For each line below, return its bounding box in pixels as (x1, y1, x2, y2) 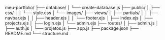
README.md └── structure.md (5, 31, 69, 36)
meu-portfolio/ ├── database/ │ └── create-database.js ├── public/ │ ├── (5, 5, 160, 10)
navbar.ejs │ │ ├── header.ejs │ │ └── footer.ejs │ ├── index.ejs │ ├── (5, 15, 153, 20)
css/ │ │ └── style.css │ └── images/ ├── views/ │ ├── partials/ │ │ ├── (5, 10, 159, 16)
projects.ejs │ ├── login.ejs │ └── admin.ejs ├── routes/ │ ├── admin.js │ (5, 20, 159, 26)
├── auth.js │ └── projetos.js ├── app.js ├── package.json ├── (5, 25, 139, 31)
